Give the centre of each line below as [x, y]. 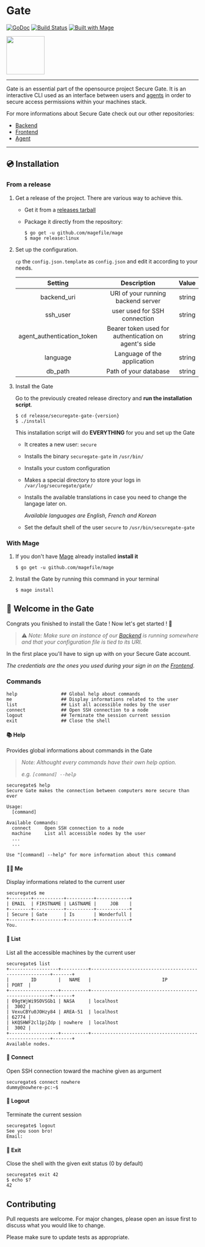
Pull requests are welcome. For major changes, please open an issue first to [102, 1219]
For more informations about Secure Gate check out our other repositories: [100, 113]
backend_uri [58, 297]
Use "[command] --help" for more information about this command [91, 855]
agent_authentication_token [58, 336]
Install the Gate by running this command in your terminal [87, 579]
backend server [138, 301]
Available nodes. [28, 1044]
